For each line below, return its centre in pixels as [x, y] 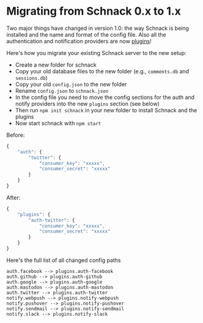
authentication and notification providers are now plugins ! [79, 41]
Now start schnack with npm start [58, 123]
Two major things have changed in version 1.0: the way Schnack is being [98, 28]
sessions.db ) [31, 78]
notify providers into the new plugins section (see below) [87, 103]
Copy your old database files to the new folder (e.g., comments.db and [102, 71]
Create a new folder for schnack [56, 65]
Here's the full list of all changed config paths [64, 260]
